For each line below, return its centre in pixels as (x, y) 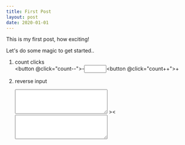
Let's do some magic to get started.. (50, 51)
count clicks (30, 62)
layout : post (22, 17)
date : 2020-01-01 (27, 22)
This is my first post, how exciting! (48, 39)
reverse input (31, 81)
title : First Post (29, 11)
